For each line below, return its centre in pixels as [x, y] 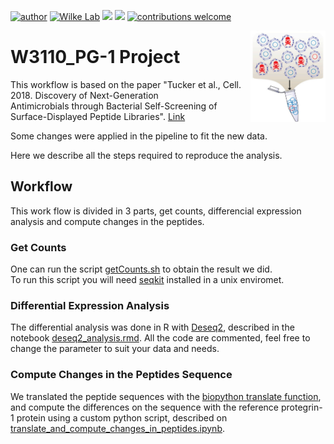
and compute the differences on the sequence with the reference [145, 407]
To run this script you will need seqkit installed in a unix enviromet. [147, 280]
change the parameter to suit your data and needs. [115, 349]
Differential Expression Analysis [90, 305]
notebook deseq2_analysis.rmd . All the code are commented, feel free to [160, 338]
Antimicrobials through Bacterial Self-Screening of [114, 106]
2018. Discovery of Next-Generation [84, 95]
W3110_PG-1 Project [95, 57]
